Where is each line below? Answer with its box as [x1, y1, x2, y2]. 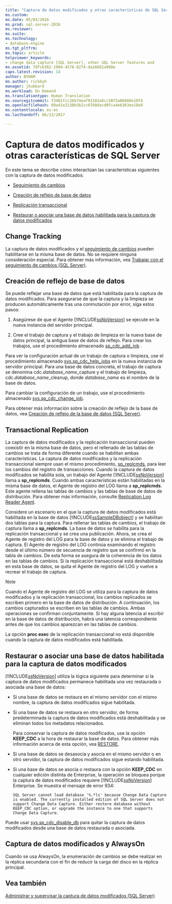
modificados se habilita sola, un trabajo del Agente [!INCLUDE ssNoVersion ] [5, 472, 164, 478]
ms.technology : [5, 36, 38, 41]
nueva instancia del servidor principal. [12, 322, 94, 328]
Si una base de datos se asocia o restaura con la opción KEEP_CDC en [12, 766, 162, 772]
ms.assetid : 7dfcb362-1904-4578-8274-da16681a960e [5, 65, 116, 70]
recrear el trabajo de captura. [5, 569, 68, 575]
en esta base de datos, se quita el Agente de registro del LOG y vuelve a [5, 563, 158, 570]
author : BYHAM [5, 74, 36, 79]
